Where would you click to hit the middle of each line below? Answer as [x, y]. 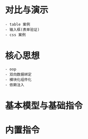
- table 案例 [18, 24]
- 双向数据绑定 [18, 74]
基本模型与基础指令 [44, 106]
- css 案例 [15, 35]
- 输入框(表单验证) [22, 29]
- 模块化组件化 [18, 80]
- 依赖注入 [15, 85]
